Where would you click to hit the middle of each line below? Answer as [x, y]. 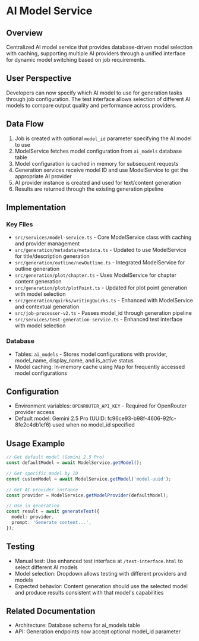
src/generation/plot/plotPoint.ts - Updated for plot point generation [101, 288]
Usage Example [36, 443]
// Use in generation [33, 506]
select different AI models [46, 567]
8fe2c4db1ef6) [33, 425]
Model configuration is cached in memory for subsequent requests [97, 163]
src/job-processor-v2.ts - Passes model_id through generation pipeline [103, 313]
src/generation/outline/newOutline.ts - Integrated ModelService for [100, 263]
